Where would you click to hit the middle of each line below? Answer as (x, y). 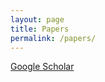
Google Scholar (42, 67)
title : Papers (40, 29)
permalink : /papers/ (53, 38)
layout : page (37, 19)
